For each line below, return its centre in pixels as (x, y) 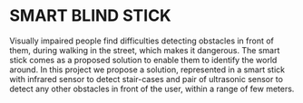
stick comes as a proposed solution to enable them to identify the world (143, 60)
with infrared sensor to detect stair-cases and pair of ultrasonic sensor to (147, 79)
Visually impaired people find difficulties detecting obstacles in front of (142, 41)
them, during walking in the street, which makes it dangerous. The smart (145, 50)
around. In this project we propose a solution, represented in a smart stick (147, 70)
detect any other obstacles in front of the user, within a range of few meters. (152, 89)
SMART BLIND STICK (90, 16)
